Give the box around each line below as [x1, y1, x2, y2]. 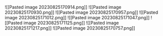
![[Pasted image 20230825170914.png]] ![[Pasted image [5, 4, 122, 10]
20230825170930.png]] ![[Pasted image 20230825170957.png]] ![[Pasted [5, 9, 158, 15]
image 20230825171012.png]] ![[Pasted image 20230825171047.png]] [5, 15, 150, 20]
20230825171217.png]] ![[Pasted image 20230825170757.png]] [5, 25, 135, 31]
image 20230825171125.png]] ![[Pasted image [23, 20, 119, 26]
